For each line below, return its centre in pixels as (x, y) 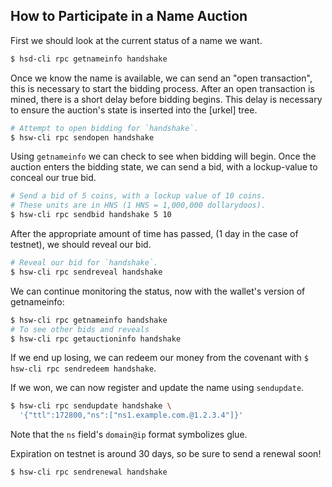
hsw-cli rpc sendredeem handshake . (83, 368)
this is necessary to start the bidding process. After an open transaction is (162, 88)
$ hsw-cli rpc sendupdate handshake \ (91, 406)
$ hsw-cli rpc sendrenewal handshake (89, 472)
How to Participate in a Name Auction (129, 16)
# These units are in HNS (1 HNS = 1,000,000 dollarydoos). (138, 205)
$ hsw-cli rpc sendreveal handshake (86, 272)
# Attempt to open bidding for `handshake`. (104, 128)
